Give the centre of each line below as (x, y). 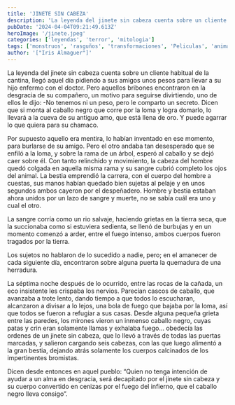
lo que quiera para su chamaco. (53, 125)
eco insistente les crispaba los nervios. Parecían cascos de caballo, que (111, 291)
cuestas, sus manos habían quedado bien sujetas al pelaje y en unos (106, 183)
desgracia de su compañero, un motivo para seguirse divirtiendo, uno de (112, 95)
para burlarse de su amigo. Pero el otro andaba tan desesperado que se (111, 146)
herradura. (23, 270)
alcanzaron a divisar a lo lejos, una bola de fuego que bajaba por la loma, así (117, 306)
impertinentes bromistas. (43, 357)
